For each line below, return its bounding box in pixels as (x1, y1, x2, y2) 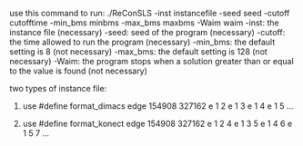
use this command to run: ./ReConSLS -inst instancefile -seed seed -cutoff (9, 8, 290, 18)
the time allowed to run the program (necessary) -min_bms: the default (9, 36, 276, 47)
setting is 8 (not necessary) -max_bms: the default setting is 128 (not (9, 46, 268, 57)
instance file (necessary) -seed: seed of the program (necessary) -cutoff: (9, 27, 286, 37)
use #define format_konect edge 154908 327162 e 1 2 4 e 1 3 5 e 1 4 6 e (22, 118, 293, 129)
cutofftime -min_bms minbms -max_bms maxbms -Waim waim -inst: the (9, 17, 279, 28)
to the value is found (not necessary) (9, 65, 148, 76)
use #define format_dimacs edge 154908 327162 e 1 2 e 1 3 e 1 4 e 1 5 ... (22, 101, 294, 112)
